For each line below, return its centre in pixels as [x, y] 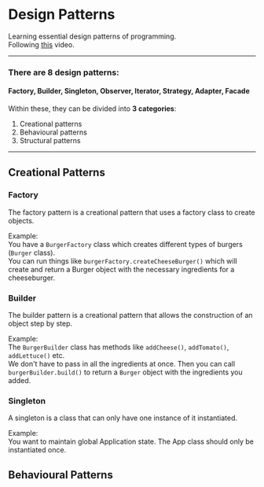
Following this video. [41, 44]
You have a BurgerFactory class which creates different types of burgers [126, 244]
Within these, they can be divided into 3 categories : [92, 109]
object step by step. [40, 323]
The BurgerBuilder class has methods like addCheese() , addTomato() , [119, 347]
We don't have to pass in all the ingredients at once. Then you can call [122, 364]
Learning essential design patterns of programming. [92, 36]
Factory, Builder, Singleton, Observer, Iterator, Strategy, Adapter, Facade [129, 91]
